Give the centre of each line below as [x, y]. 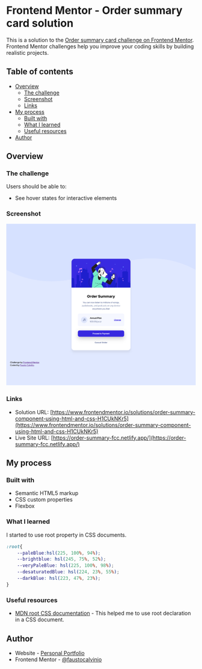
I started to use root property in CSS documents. [66, 535]
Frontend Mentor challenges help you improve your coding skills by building [100, 46]
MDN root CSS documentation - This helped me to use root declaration [103, 613]
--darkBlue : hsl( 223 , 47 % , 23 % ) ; [59, 579]
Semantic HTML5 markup [47, 493]
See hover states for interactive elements [66, 198]
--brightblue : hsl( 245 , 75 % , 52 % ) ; [62, 559]
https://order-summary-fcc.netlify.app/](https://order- [120, 438]
